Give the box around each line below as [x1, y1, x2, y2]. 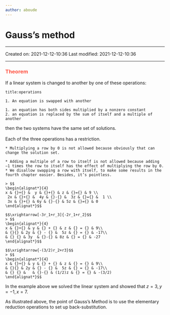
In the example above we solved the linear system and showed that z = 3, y [5, 283, 162, 289]
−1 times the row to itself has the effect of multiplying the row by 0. [5, 163, 164, 168]
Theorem [5, 68, 28, 75]
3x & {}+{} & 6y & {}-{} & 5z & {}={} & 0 [7, 199, 99, 204]
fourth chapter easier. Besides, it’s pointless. [5, 172, 112, 178]
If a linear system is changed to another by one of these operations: [5, 80, 147, 86]
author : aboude [5, 7, 37, 13]
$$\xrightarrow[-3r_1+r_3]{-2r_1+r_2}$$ [5, 212, 92, 217]
